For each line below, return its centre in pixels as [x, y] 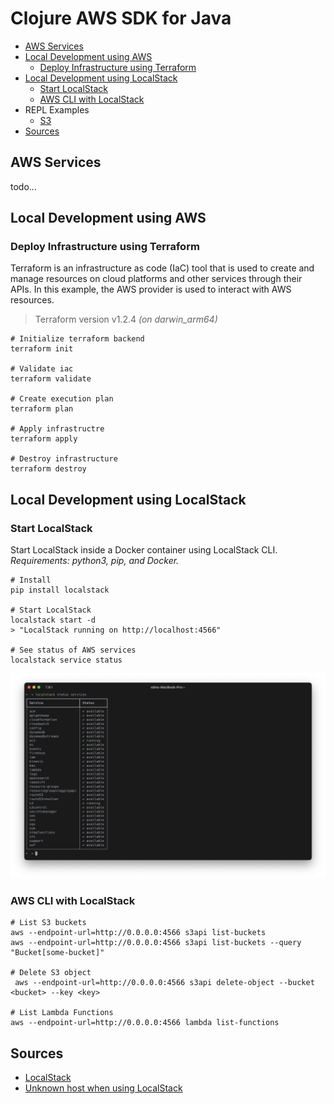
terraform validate [51, 379]
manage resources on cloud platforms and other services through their [156, 279]
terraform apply [44, 439]
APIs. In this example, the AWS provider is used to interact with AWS [151, 289]
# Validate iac [42, 369]
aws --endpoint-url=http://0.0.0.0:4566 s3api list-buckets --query [156, 943]
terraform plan [42, 409]
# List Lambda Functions [62, 1013]
